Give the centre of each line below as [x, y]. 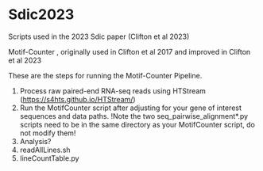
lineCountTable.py [49, 158]
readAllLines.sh [45, 150]
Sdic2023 [41, 15]
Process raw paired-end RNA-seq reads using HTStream [113, 91]
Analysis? [35, 141]
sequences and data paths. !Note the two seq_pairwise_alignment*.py [134, 116]
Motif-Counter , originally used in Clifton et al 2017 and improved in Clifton [130, 51]
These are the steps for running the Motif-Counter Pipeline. [105, 75]
